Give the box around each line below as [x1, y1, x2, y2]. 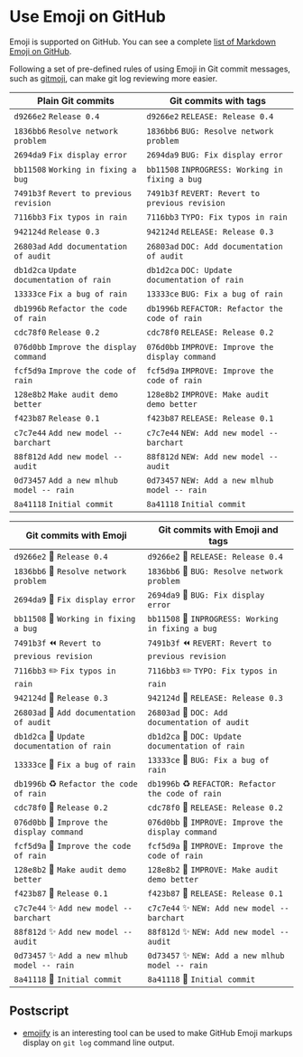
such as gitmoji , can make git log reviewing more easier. [9, 72, 218, 83]
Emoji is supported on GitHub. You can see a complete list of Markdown [9, 36, 277, 47]
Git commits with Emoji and [158, 523, 279, 535]
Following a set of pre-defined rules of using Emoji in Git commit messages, [9, 63, 291, 74]
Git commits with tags [170, 94, 266, 107]
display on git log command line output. [22, 1037, 175, 1048]
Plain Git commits [37, 94, 115, 107]
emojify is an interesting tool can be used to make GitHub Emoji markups [22, 1027, 293, 1038]
